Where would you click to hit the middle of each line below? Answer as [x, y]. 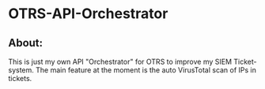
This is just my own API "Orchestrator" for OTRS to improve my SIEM [120, 61]
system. [21, 70]
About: [26, 43]
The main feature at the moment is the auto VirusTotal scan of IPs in [146, 70]
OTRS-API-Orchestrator [88, 14]
